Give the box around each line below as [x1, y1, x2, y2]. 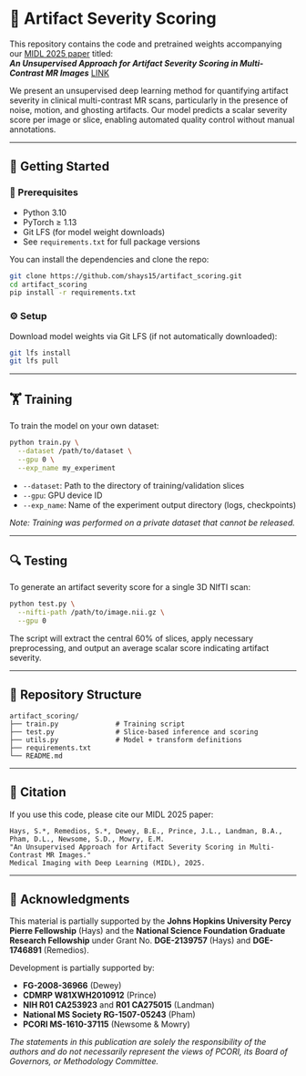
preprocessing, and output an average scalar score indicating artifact [9, 643, 270, 654]
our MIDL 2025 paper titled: [9, 47, 114, 58]
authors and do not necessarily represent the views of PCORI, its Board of [9, 1046, 289, 1057]
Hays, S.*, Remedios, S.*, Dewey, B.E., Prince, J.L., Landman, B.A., [9, 826, 283, 835]
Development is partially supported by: [9, 962, 155, 974]
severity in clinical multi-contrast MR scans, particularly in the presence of [9, 95, 289, 106]
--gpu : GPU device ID [22, 490, 103, 501]
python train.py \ [9, 438, 79, 448]
